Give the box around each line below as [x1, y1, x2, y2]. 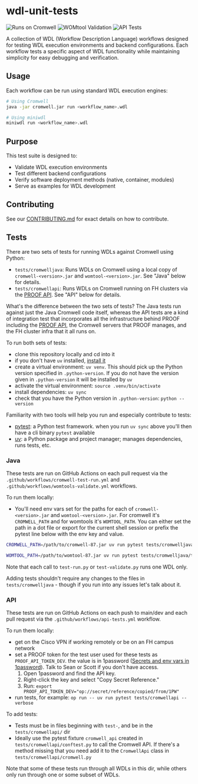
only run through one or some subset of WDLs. [6, 771, 120, 779]
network [14, 645, 35, 652]
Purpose [6, 136, 38, 146]
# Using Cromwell [6, 98, 49, 104]
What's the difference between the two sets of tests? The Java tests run [6, 302, 181, 309]
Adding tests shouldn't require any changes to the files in [6, 575, 145, 582]
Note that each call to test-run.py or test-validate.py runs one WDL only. [6, 563, 188, 570]
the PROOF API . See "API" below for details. [14, 291, 121, 298]
